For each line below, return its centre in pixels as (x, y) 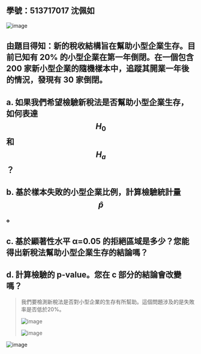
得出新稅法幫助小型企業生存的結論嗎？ (77, 252)
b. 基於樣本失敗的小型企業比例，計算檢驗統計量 (94, 192)
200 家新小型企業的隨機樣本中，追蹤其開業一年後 (98, 69)
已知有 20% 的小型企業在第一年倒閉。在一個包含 (104, 57)
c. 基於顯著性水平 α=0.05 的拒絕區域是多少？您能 (98, 241)
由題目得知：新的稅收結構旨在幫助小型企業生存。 (97, 46)
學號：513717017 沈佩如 (50, 11)
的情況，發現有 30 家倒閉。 (57, 80)
